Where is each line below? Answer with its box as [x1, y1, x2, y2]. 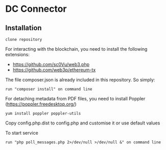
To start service [5, 130, 38, 136]
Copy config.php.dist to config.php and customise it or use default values [5, 120, 160, 126]
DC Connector [5, 3, 67, 15]
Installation [5, 24, 42, 32]
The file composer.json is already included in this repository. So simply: [5, 77, 155, 82]
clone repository [5, 37, 42, 42]
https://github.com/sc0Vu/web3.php [12, 61, 90, 67]
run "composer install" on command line [5, 87, 93, 92]
